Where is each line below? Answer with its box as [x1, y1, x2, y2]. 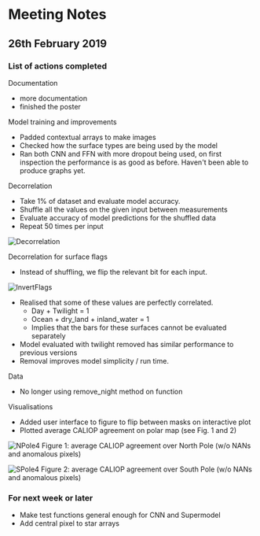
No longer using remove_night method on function [19, 386, 183, 396]
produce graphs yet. [19, 165, 86, 175]
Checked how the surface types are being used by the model [19, 140, 218, 150]
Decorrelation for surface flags [8, 252, 108, 261]
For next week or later [8, 492, 93, 503]
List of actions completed [8, 61, 108, 72]
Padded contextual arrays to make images [19, 132, 156, 142]
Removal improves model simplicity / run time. [19, 356, 169, 365]
